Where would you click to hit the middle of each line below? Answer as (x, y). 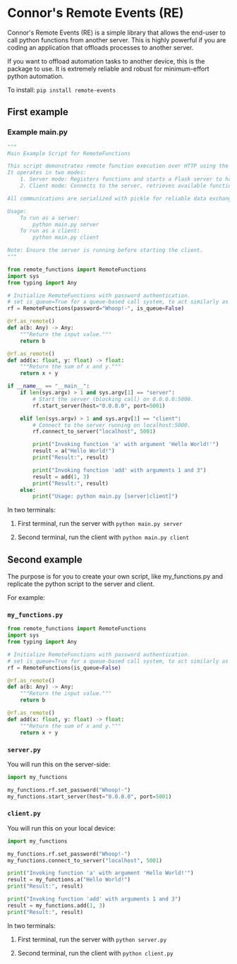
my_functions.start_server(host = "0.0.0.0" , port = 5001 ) (90, 796)
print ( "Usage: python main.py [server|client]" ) (105, 496)
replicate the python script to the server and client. (81, 584)
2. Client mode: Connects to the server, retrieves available (113, 186)
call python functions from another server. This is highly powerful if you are (117, 40)
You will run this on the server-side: (59, 764)
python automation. (36, 76)
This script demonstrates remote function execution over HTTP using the (118, 166)
